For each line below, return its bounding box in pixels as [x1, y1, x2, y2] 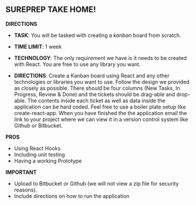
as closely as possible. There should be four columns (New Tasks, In [13, 85, 180, 92]
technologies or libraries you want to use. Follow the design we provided [13, 78, 190, 85]
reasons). [13, 186, 38, 193]
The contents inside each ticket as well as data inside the [27, 97, 165, 104]
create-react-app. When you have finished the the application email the [13, 109, 187, 116]
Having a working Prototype [13, 157, 82, 164]
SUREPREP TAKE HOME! [5, 5, 96, 15]
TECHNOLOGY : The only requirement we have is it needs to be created [13, 54, 187, 61]
